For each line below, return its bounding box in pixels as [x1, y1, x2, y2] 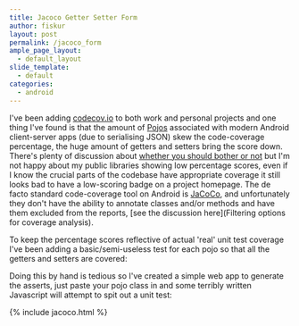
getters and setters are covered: [9, 253, 128, 263]
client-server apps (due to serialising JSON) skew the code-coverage [9, 131, 265, 142]
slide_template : [9, 63, 70, 72]
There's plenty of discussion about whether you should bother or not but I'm [9, 150, 290, 161]
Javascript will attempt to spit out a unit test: [9, 289, 172, 300]
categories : [9, 79, 54, 88]
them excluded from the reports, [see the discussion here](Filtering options [9, 207, 286, 218]
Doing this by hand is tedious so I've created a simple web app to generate [9, 270, 284, 281]
